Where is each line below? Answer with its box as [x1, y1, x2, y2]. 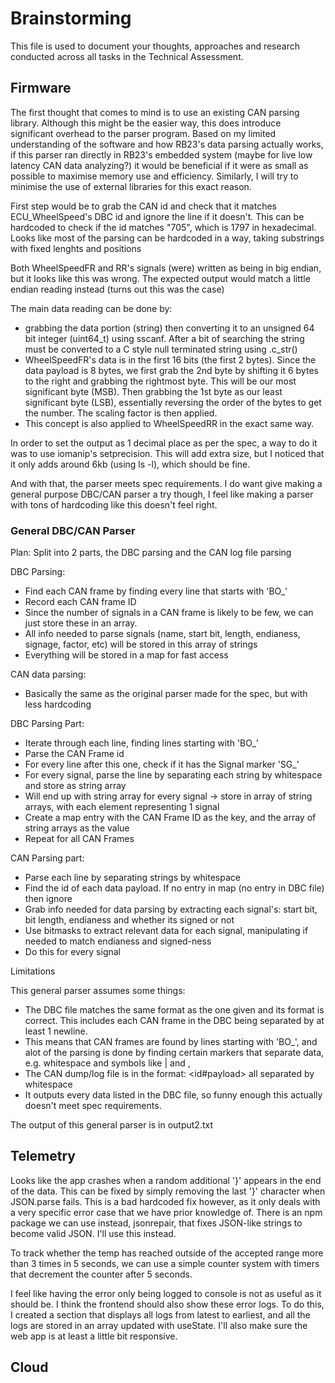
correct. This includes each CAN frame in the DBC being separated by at [24, 1015, 325, 1027]
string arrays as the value [24, 822, 130, 834]
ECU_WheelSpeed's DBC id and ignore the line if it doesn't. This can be [10, 210, 305, 222]
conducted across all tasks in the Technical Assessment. [10, 50, 244, 62]
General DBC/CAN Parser [10, 523, 136, 537]
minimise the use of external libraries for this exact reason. [10, 180, 252, 192]
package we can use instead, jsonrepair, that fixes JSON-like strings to [10, 1217, 303, 1229]
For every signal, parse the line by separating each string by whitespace [24, 769, 323, 781]
